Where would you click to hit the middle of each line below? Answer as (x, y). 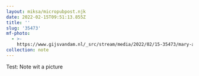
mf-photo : (18, 34)
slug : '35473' (24, 28)
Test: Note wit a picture (35, 67)
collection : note (28, 50)
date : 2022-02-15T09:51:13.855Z (46, 17)
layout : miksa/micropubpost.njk (46, 11)
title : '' (18, 22)
